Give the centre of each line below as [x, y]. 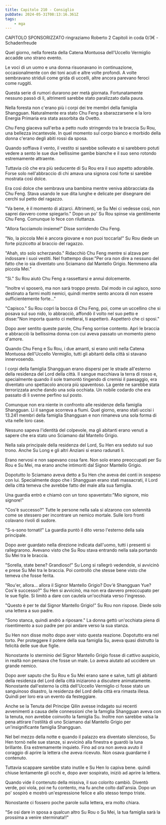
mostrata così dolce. [26, 179]
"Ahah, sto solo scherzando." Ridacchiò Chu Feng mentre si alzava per [77, 253]
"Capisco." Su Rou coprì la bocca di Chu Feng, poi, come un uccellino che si [83, 309]
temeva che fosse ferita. [30, 575]
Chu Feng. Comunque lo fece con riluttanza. [50, 219]
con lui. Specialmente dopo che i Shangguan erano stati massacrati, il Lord [81, 480]
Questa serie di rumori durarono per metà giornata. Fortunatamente [74, 93]
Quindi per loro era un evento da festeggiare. [51, 697]
